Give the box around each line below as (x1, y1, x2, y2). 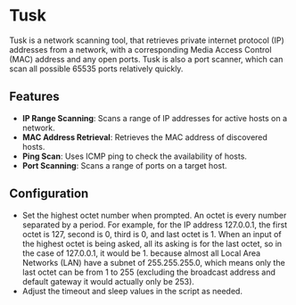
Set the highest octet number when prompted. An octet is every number (21, 210, 287, 220)
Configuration (9, 186, 89, 202)
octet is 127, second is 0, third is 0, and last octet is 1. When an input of (21, 228, 283, 239)
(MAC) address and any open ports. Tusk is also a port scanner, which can (9, 54, 284, 64)
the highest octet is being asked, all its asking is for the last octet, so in (21, 238, 283, 249)
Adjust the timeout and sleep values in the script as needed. (21, 285, 243, 296)
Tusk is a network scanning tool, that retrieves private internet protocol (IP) (9, 35, 284, 45)
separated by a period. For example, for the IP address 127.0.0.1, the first (21, 219, 288, 230)
